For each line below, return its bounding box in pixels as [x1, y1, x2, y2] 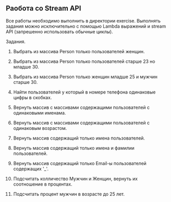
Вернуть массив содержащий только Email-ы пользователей [13, 160, 147, 166]
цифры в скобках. [13, 94, 52, 100]
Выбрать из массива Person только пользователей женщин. [13, 48, 145, 54]
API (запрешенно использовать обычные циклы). [6, 28, 113, 35]
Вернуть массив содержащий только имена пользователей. [13, 135, 145, 141]
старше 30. [13, 79, 38, 85]
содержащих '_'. [13, 166, 49, 172]
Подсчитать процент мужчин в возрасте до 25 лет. [13, 191, 125, 197]
